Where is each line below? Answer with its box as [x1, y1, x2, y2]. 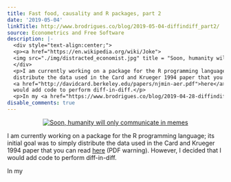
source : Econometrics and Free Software [7, 29, 125, 36]
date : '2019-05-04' [7, 16, 63, 23]
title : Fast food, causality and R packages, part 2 [7, 10, 162, 17]
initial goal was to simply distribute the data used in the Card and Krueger [7, 139, 215, 147]
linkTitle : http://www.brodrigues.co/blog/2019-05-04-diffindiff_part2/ [7, 23, 220, 30]
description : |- [7, 36, 54, 43]
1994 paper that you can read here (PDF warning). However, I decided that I [7, 146, 222, 155]
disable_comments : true [7, 100, 76, 106]
